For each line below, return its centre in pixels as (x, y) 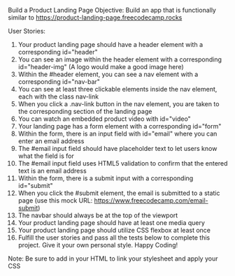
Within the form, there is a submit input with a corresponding (106, 178)
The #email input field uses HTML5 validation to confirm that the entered (123, 163)
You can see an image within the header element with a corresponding (120, 59)
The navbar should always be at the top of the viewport (98, 215)
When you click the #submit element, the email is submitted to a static (119, 193)
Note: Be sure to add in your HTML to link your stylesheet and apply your (113, 259)
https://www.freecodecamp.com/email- (151, 201)
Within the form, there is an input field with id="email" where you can (117, 133)
